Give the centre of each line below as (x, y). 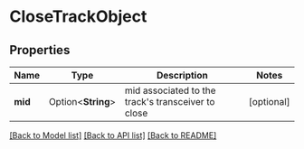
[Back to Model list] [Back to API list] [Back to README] (113, 135)
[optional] (269, 102)
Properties (40, 50)
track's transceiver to (170, 102)
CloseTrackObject (78, 17)
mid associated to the (170, 90)
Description (182, 75)
